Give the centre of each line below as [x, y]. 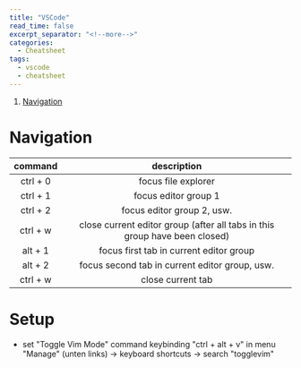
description [177, 166]
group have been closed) [177, 235]
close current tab [177, 279]
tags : [19, 59]
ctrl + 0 [35, 181]
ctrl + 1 [35, 195]
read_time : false [42, 26]
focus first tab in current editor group [177, 250]
